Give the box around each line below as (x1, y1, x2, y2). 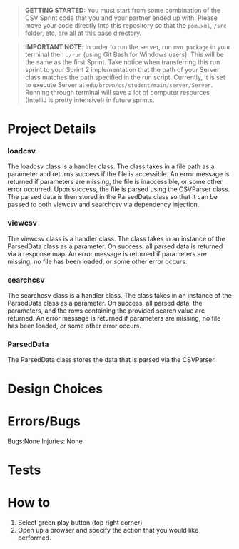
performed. (17, 533, 51, 542)
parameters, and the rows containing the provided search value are (7, 306, 205, 315)
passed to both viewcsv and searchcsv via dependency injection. (7, 200, 200, 209)
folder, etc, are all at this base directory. (24, 29, 142, 37)
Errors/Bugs (7, 413, 81, 429)
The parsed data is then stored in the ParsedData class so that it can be (7, 193, 218, 201)
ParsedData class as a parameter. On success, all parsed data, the (7, 299, 203, 308)
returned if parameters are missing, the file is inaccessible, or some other (7, 178, 223, 186)
